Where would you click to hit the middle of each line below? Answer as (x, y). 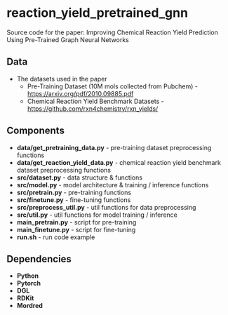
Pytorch (29, 283)
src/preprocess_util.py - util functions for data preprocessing (106, 207)
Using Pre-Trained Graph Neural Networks (68, 39)
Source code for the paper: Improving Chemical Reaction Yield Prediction (113, 32)
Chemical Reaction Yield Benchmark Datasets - (95, 101)
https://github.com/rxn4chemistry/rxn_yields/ (93, 108)
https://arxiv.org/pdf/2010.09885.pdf (80, 93)
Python (28, 276)
